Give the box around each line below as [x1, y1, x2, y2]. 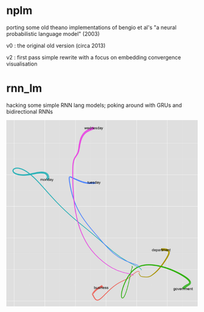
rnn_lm [6, 81, 42, 95]
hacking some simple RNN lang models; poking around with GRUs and [6, 101, 182, 109]
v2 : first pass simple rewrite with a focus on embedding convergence [6, 53, 181, 61]
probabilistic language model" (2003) [6, 30, 100, 37]
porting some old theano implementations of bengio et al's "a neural [6, 24, 177, 31]
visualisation [6, 60, 38, 67]
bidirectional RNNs [6, 107, 53, 115]
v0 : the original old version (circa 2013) [6, 42, 106, 49]
